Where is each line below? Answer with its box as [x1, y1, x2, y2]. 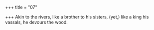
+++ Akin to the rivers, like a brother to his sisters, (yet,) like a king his [5, 14, 149, 19]
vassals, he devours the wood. [5, 19, 68, 25]
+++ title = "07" [5, 4, 37, 10]
